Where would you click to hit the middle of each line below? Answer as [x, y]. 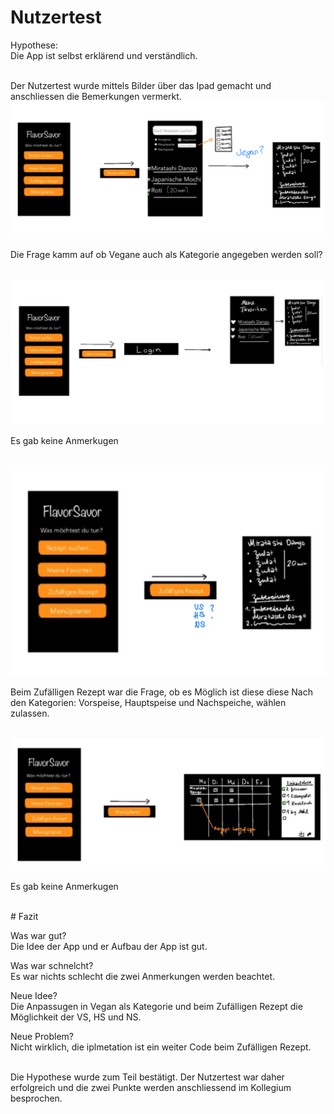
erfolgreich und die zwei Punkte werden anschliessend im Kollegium [151, 1087]
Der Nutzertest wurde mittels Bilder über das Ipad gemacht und [141, 85]
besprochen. [36, 1098]
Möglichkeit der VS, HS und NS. [76, 1017]
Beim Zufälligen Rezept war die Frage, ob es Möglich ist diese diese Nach [162, 692]
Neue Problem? [42, 1036]
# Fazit [24, 916]
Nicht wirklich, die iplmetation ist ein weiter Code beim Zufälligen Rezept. [161, 1047]
